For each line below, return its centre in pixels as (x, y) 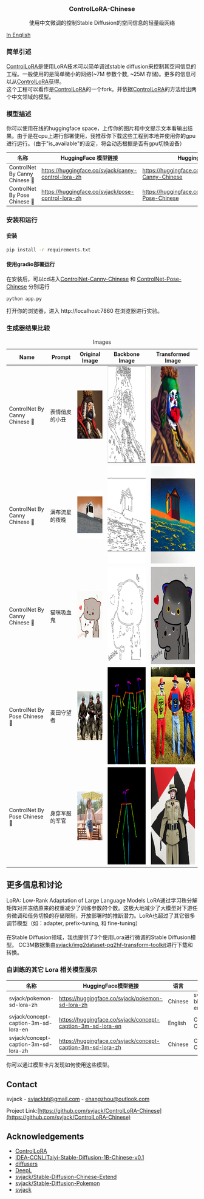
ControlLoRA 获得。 (41, 81)
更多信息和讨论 (34, 885)
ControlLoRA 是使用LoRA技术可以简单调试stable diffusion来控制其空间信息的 (101, 66)
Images (102, 342)
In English (19, 35)
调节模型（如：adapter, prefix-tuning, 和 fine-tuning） (74, 923)
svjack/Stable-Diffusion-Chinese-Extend (66, 1177)
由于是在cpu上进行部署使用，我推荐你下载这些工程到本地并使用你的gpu (106, 135)
